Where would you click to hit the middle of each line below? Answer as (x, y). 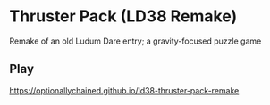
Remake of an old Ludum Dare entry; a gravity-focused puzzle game (135, 41)
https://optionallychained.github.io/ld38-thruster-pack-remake (124, 90)
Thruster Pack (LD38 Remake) (123, 16)
